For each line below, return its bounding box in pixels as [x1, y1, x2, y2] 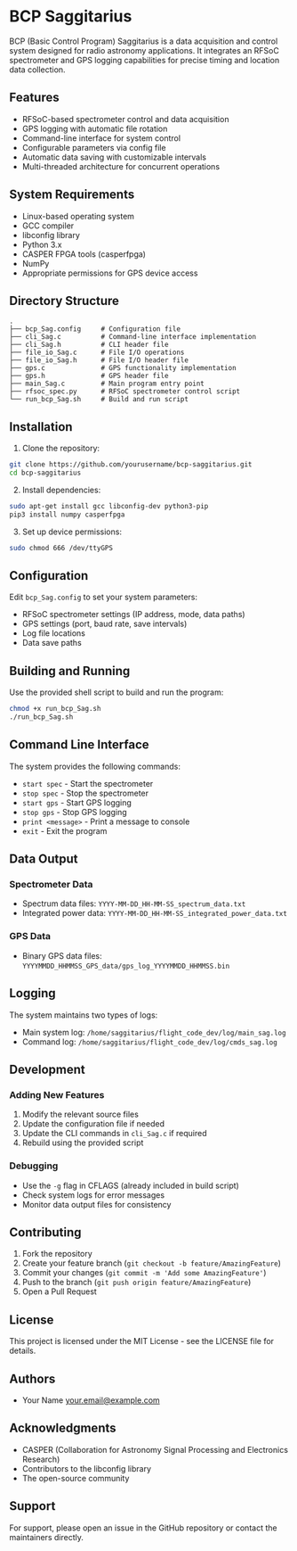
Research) [21, 1454, 60, 1464]
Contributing [9, 1225, 82, 1240]
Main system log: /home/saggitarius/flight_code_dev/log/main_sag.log [21, 1027, 286, 1037]
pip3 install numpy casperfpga [9, 510, 125, 519]
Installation [9, 419, 73, 434]
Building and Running [9, 663, 131, 679]
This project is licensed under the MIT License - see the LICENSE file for [9, 1336, 274, 1347]
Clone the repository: [21, 443, 100, 454]
